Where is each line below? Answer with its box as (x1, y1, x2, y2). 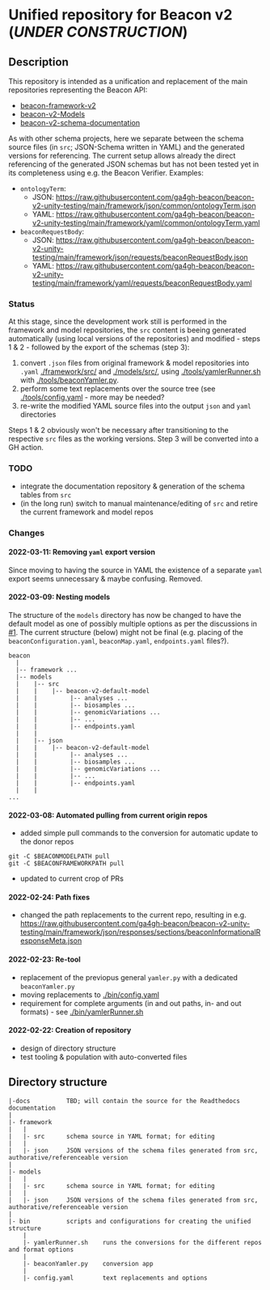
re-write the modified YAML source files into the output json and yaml (19, 401, 252, 411)
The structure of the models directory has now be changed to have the (8, 610, 242, 620)
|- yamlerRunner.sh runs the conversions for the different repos (23, 1238, 263, 1246)
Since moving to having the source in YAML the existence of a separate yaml (8, 565, 263, 575)
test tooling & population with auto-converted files (19, 1051, 188, 1061)
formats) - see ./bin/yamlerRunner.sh (19, 1007, 144, 1017)
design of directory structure (19, 1043, 116, 1053)
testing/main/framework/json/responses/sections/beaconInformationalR (19, 928, 261, 937)
